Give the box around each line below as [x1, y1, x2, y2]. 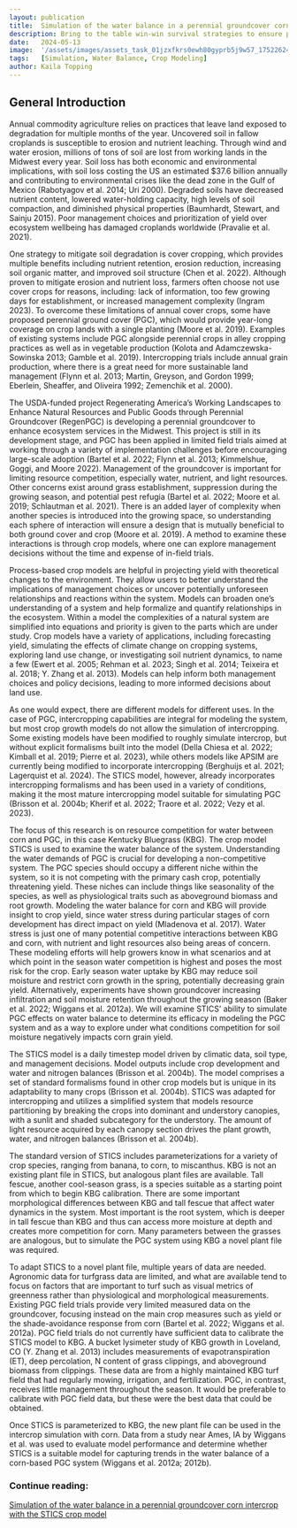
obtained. [9, 1402, 44, 1413]
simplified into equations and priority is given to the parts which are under [9, 621, 278, 632]
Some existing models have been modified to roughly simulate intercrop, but [9, 732, 287, 743]
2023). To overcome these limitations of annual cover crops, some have [9, 304, 271, 315]
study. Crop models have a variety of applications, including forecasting [9, 630, 271, 641]
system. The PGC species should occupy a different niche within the [9, 862, 259, 872]
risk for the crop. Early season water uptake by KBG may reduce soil [9, 965, 258, 976]
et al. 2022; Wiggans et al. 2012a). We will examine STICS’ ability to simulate [9, 1003, 287, 1014]
